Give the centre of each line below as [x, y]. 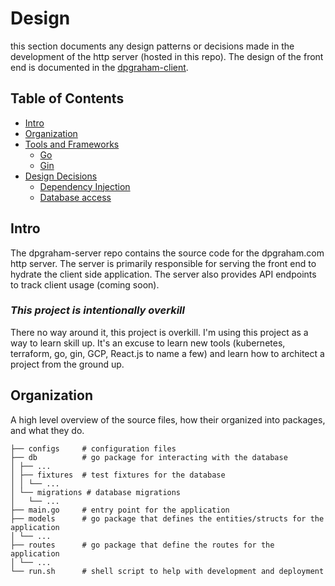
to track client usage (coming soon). [85, 284]
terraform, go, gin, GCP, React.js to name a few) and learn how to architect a [167, 353]
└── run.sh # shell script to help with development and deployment [167, 571]
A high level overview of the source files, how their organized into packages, [168, 419]
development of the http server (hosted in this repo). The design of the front [167, 56]
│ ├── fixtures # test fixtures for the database [118, 475]
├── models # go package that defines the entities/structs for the [167, 518]
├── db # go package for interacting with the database [149, 457]
